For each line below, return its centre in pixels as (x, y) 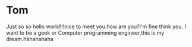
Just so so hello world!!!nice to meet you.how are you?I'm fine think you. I (96, 26)
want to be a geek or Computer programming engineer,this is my (85, 32)
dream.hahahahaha (30, 39)
